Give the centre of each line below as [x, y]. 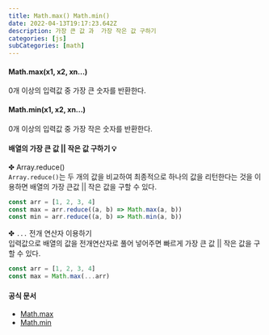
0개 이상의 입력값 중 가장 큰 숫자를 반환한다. [78, 90]
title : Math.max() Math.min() [59, 16]
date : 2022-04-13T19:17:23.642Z [63, 23]
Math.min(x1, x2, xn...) [47, 109]
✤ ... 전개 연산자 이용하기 [50, 233]
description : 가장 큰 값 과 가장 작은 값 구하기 [82, 31]
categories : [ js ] [38, 38]
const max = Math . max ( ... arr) [59, 276]
